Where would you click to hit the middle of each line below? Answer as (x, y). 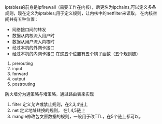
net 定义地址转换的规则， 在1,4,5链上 (49, 110)
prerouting (22, 63)
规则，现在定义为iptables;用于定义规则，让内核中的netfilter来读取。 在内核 (79, 13)
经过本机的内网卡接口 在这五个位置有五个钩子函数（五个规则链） (76, 54)
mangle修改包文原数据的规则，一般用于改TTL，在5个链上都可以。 (78, 116)
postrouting (23, 84)
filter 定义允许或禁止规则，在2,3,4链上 (50, 104)
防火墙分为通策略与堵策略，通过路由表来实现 (50, 94)
